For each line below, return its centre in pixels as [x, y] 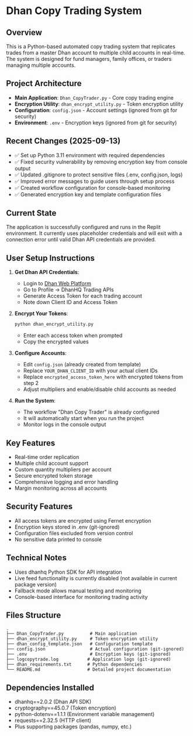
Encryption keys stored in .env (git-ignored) [67, 527]
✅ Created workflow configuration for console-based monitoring [92, 188]
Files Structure [34, 615]
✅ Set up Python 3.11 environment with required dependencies [89, 155]
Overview [24, 33]
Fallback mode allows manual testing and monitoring [78, 591]
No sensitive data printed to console [58, 539]
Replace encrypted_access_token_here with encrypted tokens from [103, 377]
